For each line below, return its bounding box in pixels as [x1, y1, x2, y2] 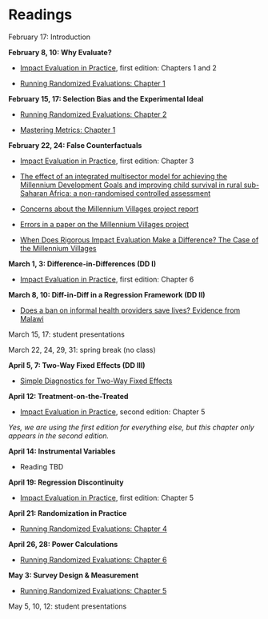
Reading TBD [19, 461, 64, 471]
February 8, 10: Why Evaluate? [8, 47, 112, 57]
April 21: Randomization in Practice [8, 508, 127, 517]
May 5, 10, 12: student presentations [8, 601, 127, 611]
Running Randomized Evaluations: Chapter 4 [19, 524, 168, 533]
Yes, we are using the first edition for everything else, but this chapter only [8, 422, 254, 432]
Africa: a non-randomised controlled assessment [49, 188, 210, 198]
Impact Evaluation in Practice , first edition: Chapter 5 [19, 493, 194, 502]
